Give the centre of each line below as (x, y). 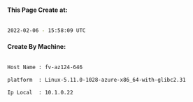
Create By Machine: (37, 46)
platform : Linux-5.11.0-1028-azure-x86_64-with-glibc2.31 (97, 80)
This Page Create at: (37, 10)
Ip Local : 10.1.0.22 (40, 93)
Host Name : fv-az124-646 (45, 67)
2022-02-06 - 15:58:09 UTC (47, 31)
